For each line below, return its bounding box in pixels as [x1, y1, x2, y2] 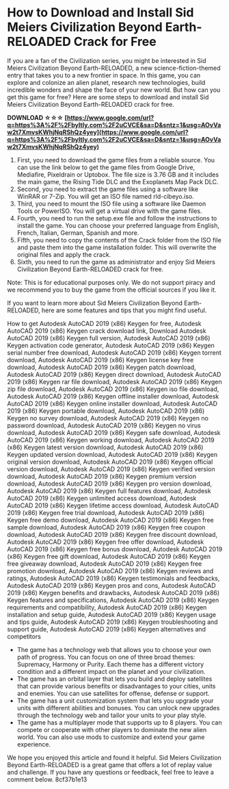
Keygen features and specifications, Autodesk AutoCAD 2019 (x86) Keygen [7, 596, 219, 604]
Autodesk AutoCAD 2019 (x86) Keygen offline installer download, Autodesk [7, 392, 219, 400]
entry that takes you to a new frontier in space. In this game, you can [7, 71, 201, 79]
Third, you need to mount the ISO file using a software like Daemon [16, 199, 206, 208]
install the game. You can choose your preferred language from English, [16, 221, 220, 229]
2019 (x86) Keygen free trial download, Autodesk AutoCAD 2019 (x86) [7, 508, 205, 516]
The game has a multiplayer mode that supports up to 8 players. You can [16, 718, 222, 727]
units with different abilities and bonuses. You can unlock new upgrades [16, 703, 220, 712]
